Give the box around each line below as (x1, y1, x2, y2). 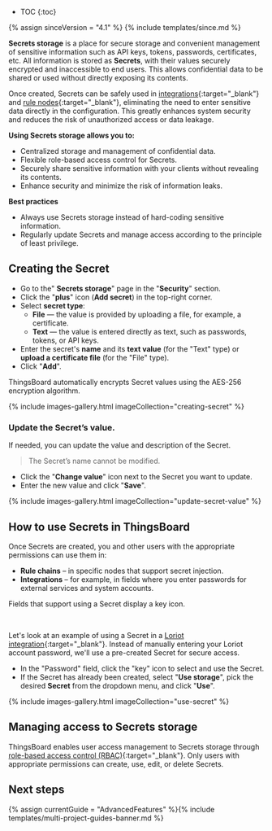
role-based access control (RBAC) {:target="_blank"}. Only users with (8, 750, 240, 760)
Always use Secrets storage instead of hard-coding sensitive (19, 212, 225, 222)
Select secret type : (19, 300, 85, 310)
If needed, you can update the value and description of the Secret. (8, 440, 231, 450)
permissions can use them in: (8, 549, 107, 560)
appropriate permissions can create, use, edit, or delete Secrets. (8, 759, 224, 768)
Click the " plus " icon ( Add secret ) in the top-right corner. (19, 292, 213, 302)
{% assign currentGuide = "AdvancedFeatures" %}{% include (8, 804, 215, 814)
